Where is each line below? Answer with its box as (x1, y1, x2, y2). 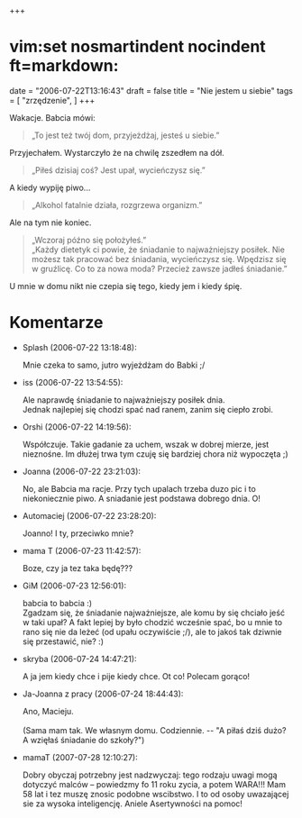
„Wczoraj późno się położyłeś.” (31, 234, 147, 245)
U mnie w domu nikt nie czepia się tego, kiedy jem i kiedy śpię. (9, 280, 243, 291)
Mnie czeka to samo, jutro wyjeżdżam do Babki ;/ (22, 359, 206, 370)
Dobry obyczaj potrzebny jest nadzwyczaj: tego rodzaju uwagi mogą (22, 769, 278, 780)
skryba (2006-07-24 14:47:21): (22, 653, 137, 664)
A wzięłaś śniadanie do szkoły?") (22, 734, 145, 745)
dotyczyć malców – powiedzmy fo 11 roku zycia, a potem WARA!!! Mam (22, 778, 287, 789)
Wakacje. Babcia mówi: (9, 112, 96, 123)
